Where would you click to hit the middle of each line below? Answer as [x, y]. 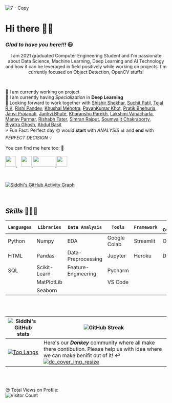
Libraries [49, 227]
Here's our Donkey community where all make [99, 342]
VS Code [118, 282]
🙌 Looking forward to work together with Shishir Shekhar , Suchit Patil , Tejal [84, 103]
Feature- [78, 268]
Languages [20, 227]
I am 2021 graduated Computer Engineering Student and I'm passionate [86, 56]
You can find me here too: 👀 [35, 148]
